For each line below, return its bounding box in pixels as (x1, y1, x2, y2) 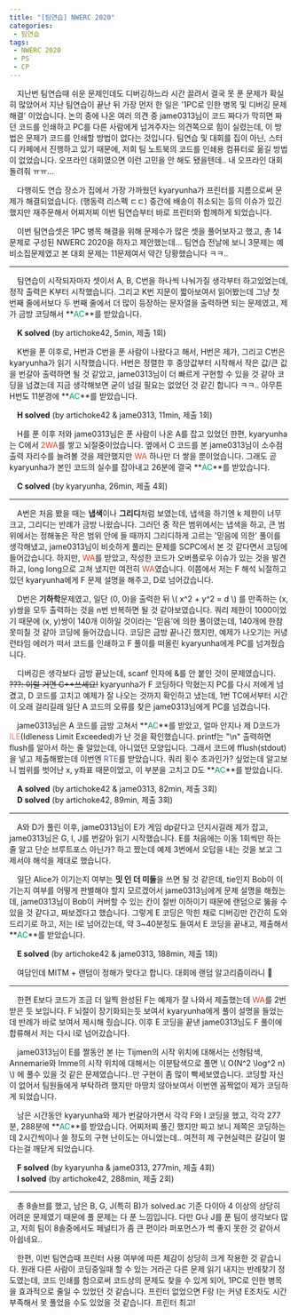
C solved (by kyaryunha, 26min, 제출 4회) (17, 481, 169, 491)
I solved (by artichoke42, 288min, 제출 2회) (17, 1173, 175, 1184)
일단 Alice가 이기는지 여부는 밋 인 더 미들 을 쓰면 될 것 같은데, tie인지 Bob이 (16, 873, 275, 884)
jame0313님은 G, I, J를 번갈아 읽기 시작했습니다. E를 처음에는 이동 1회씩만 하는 (9, 833, 282, 843)
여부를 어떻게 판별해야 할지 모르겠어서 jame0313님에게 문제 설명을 (32, 885, 263, 896)
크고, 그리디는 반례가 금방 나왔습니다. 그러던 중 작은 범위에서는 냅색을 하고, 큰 (9, 519, 277, 530)
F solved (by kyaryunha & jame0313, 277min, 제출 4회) (17, 1161, 216, 1173)
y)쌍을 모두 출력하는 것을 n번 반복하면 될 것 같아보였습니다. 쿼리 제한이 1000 (9, 604, 273, 615)
